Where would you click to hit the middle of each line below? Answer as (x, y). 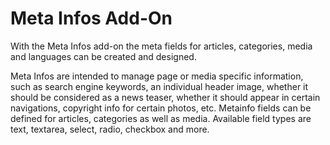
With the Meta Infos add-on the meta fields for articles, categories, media (161, 46)
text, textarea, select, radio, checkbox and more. (110, 129)
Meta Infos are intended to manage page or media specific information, (157, 76)
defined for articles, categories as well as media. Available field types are (161, 118)
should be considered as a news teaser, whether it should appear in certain (165, 97)
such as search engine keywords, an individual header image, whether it (159, 86)
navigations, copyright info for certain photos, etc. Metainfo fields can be (161, 108)
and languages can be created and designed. (103, 56)
